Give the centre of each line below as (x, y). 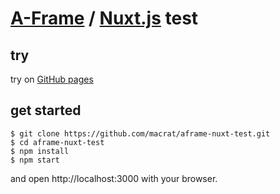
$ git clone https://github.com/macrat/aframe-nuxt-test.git (140, 133)
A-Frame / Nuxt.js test (104, 18)
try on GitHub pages (52, 79)
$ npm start (35, 160)
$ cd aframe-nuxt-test (57, 142)
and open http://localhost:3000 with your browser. (114, 178)
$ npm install (40, 151)
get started (46, 110)
